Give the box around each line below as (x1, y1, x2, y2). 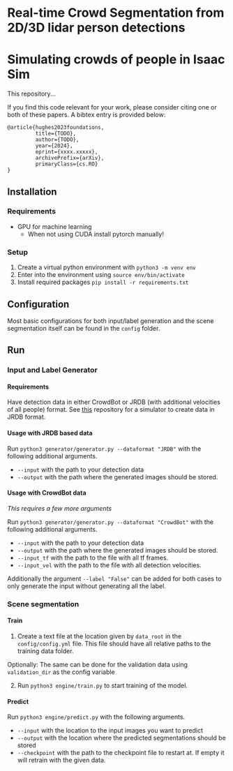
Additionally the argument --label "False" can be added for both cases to (7, 574, 222, 583)
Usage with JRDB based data (7, 429, 93, 437)
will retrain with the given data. (17, 756, 106, 765)
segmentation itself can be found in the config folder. (7, 324, 160, 332)
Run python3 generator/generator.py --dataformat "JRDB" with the (7, 444, 202, 453)
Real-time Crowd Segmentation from (7, 5, 225, 21)
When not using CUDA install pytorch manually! (27, 230, 164, 238)
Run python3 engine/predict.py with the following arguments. (7, 713, 186, 721)
